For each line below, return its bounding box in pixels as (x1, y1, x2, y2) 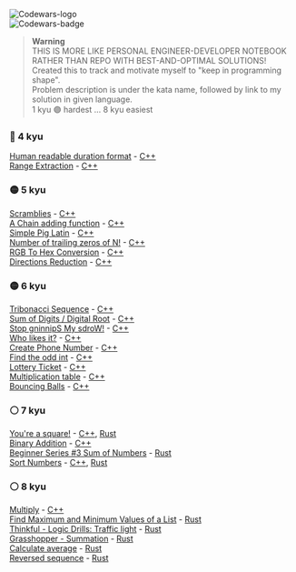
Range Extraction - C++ (9, 160, 98, 172)
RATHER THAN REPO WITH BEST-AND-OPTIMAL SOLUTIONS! (31, 55, 267, 65)
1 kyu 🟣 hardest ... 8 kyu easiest (31, 105, 153, 115)
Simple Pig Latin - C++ (9, 227, 94, 238)
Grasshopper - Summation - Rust (9, 533, 133, 545)
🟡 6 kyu (9, 279, 47, 292)
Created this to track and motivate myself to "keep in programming (31, 65, 282, 75)
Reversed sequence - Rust (9, 553, 109, 564)
